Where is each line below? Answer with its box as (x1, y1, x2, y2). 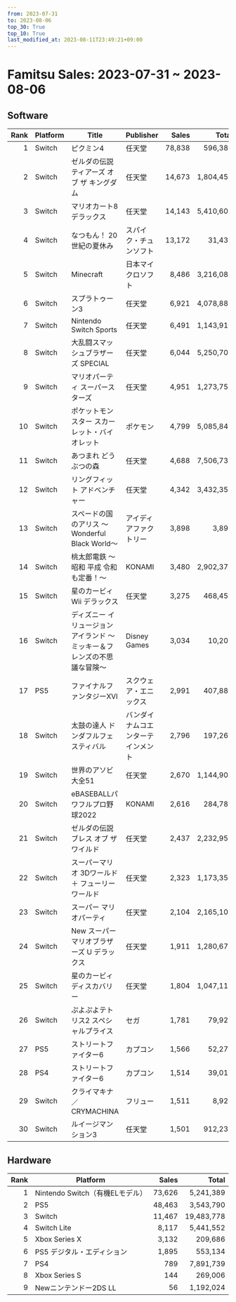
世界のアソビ (71, 765, 114, 775)
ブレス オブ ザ (71, 834, 117, 844)
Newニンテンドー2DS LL (34, 1283, 117, 1293)
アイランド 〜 (71, 631, 115, 641)
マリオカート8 (71, 202, 118, 211)
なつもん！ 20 (71, 230, 118, 240)
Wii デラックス (71, 597, 119, 606)
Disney (125, 632, 149, 642)
